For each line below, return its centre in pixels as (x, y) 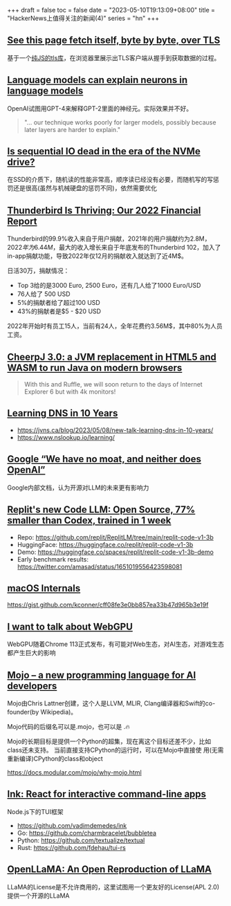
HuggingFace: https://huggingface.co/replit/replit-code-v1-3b (105, 544)
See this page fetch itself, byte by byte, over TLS (114, 40)
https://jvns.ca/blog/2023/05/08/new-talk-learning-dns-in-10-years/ (115, 430)
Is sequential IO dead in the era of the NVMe (104, 151)
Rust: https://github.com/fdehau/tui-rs (71, 847)
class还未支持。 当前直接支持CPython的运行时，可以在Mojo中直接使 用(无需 (115, 750)
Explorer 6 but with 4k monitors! (70, 392)
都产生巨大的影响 (31, 653)
